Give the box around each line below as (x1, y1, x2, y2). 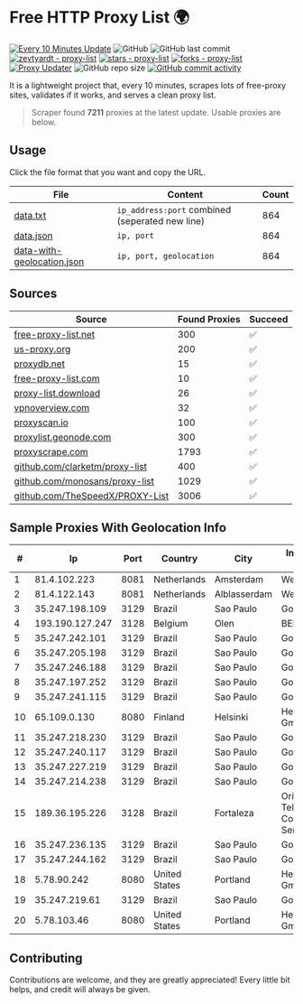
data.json (14, 229, 53, 242)
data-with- (14, 244, 63, 256)
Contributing (9, 950, 83, 966)
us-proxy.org (14, 342, 71, 355)
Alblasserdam (214, 588, 273, 600)
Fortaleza (214, 807, 254, 820)
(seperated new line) (116, 214, 206, 227)
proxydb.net (14, 358, 66, 370)
